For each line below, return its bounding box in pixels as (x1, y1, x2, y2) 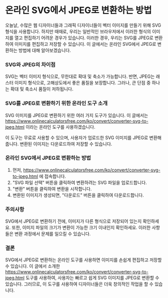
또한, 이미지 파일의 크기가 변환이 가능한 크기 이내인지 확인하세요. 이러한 (12, 225, 151, 231)
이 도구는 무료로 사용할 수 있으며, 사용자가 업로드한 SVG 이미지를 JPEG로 (5, 134, 148, 141)
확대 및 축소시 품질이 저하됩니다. (10, 86, 74, 92)
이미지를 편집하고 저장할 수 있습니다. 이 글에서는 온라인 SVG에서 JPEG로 (14, 41, 156, 47)
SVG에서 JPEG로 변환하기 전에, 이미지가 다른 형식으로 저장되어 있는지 (5, 218, 142, 224)
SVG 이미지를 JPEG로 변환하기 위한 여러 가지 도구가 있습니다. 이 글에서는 (5, 112, 148, 118)
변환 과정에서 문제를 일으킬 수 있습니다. (14, 231, 91, 237)
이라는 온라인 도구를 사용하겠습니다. (26, 124, 96, 130)
